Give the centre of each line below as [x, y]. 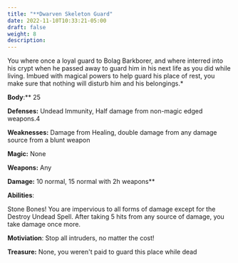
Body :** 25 [24, 98]
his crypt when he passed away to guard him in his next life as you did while [119, 68]
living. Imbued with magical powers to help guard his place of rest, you [111, 76]
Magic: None [27, 154]
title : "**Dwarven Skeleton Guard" [60, 14]
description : [27, 41]
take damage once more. [44, 225]
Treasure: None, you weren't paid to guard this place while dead [102, 252]
